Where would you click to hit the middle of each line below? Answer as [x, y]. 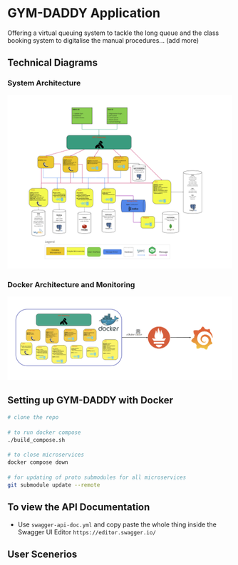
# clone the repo [33, 418]
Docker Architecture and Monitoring [71, 285]
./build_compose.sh [36, 440]
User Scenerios [42, 554]
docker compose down [38, 462]
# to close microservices [46, 455]
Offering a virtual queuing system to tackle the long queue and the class [113, 33]
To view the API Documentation [79, 507]
